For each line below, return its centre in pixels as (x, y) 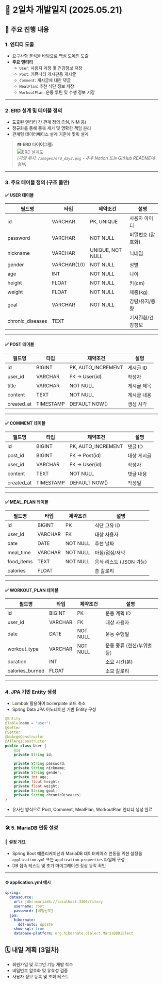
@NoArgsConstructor (25, 737)
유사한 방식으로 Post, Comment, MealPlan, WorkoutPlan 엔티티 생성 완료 (82, 810)
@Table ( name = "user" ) (28, 723)
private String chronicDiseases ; (48, 795)
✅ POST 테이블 (20, 344)
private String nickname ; (40, 768)
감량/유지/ (140, 301)
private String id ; (33, 755)
